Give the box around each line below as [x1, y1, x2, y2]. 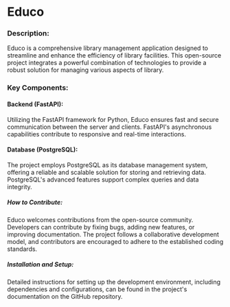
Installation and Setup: [7, 260, 74, 269]
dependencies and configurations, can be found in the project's [7, 285, 187, 293]
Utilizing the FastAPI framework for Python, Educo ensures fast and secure [7, 115, 219, 123]
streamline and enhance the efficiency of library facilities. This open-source [7, 51, 222, 60]
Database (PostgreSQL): [7, 145, 78, 154]
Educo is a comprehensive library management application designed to [7, 44, 208, 52]
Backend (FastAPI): [7, 100, 64, 108]
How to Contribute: [7, 198, 63, 206]
